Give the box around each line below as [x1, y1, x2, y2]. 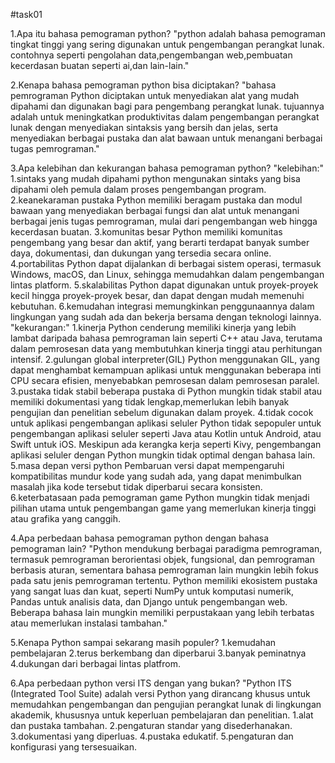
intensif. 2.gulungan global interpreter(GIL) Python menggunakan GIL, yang [10, 354, 320, 365]
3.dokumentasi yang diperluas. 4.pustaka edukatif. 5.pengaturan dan [10, 730, 294, 742]
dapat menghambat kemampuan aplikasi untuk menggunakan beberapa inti [10, 364, 322, 376]
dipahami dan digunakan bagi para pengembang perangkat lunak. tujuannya [10, 100, 325, 112]
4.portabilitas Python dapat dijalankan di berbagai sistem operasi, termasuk [10, 258, 322, 269]
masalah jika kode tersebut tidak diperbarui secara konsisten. [10, 481, 263, 493]
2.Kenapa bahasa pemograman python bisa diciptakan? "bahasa [10, 79, 277, 91]
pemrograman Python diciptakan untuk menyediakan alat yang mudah [10, 90, 300, 101]
